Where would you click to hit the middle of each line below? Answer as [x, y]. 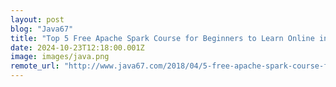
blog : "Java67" [42, 29]
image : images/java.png [60, 57]
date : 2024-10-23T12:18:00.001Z [77, 47]
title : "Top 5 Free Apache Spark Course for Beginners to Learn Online [162, 38]
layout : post [37, 19]
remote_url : [35, 66]
